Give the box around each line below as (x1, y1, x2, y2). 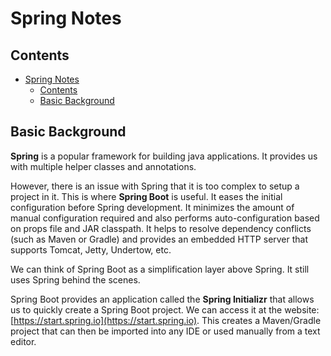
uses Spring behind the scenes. (10, 273, 141, 286)
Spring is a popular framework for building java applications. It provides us (10, 150, 318, 162)
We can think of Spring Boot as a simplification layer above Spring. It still (10, 263, 310, 275)
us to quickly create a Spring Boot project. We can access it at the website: (10, 303, 320, 316)
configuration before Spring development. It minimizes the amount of (10, 201, 295, 213)
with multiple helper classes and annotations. (10, 160, 197, 172)
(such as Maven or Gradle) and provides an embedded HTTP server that (10, 233, 309, 245)
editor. (10, 335, 37, 347)
